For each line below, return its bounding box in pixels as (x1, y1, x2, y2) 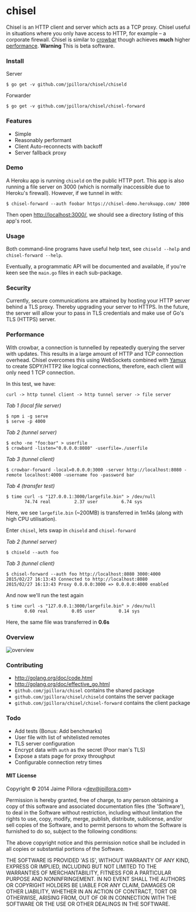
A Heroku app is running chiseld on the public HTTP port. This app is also (6, 177, 184, 184)
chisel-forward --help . (6, 251, 63, 259)
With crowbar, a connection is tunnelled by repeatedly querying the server (6, 344, 185, 351)
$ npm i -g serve (6, 413, 49, 419)
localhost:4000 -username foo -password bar (24, 472, 135, 478)
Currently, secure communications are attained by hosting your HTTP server (6, 297, 190, 304)
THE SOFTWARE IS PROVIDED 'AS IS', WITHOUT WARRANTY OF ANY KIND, (6, 856, 190, 864)
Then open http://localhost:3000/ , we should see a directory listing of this (6, 211, 184, 218)
